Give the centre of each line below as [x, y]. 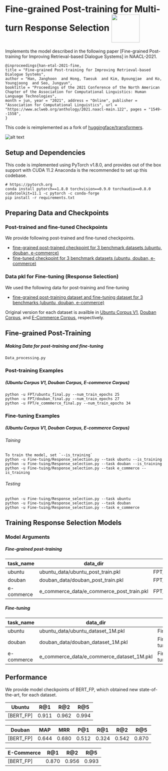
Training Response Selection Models [63, 523]
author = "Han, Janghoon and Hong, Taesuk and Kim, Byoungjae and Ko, [84, 78]
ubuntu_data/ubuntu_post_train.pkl [80, 572]
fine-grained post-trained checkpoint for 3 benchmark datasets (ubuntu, [87, 248]
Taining [13, 440]
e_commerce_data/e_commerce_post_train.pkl [94, 591]
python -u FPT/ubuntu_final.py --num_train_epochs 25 [62, 394]
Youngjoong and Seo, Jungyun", [39, 83]
